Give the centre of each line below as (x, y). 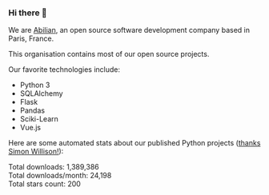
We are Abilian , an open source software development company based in (129, 30)
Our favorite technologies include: (64, 70)
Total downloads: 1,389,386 (54, 167)
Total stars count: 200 (45, 184)
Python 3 (35, 85)
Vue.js (30, 128)
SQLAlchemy (41, 94)
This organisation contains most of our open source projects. (109, 54)
